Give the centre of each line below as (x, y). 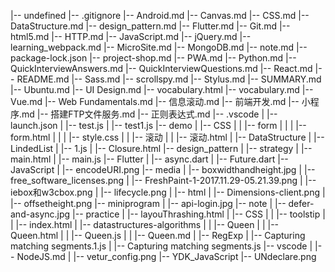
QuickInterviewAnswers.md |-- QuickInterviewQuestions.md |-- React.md (161, 68)
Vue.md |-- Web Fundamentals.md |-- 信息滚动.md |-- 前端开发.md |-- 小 (160, 101)
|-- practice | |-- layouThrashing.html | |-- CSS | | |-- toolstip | (199, 214)
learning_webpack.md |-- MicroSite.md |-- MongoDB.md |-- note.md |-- (159, 47)
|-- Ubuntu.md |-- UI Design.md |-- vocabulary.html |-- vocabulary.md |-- (162, 89)
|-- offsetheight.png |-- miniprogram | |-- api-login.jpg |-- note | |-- (148, 203)
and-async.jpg (40, 214)
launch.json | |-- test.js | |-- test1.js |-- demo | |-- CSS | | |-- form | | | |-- (158, 125)
